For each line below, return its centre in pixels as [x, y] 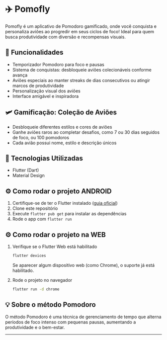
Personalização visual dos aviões [46, 91]
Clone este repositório [35, 208]
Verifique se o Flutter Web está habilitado [55, 247]
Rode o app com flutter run [42, 219]
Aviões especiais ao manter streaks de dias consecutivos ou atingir [81, 80]
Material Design [28, 175]
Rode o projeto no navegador [42, 280]
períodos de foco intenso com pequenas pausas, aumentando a [71, 322]
